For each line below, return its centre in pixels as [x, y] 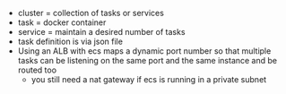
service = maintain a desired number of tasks [101, 32]
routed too [37, 70]
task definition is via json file [70, 41]
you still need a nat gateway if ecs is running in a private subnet [149, 79]
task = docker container [62, 22]
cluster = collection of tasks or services [91, 13]
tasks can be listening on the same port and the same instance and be [147, 60]
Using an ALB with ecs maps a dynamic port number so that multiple [144, 51]
